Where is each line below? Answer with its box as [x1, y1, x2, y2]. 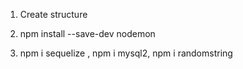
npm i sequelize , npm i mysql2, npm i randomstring [19, 47, 233, 59]
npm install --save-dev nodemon [19, 28, 156, 39]
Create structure [19, 9, 88, 20]
